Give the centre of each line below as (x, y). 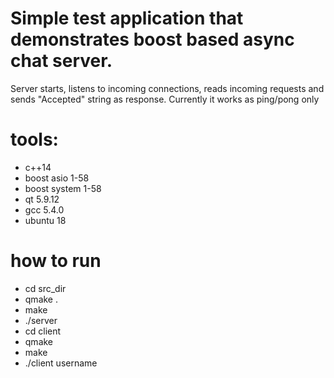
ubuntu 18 (45, 220)
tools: (34, 139)
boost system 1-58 (63, 188)
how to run (56, 261)
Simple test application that (127, 18)
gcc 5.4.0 (44, 209)
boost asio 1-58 (57, 178)
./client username (61, 363)
